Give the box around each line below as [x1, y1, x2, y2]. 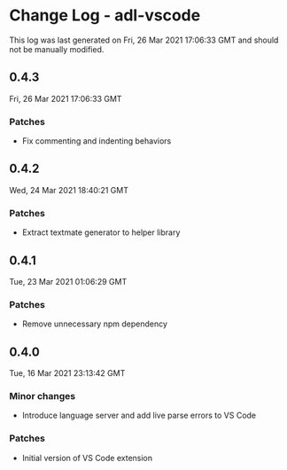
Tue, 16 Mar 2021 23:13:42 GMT [9, 368, 126, 379]
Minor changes [9, 390, 76, 402]
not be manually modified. [9, 43, 105, 54]
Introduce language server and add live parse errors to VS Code [21, 410, 257, 421]
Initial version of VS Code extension [21, 452, 153, 463]
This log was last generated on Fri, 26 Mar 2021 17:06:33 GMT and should [9, 35, 279, 45]
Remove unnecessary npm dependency [21, 318, 168, 329]
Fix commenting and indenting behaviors [21, 136, 172, 146]
